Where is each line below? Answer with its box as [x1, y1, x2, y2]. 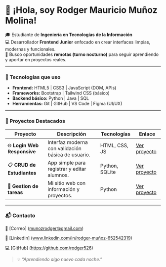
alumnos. [47, 172, 69, 178]
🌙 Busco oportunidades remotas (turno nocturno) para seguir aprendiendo [5, 51, 159, 57]
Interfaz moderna [47, 138, 88, 145]
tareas [7, 189, 23, 196]
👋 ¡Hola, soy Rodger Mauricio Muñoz [5, 4, 158, 16]
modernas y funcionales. [5, 46, 56, 52]
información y [47, 185, 80, 192]
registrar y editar [47, 165, 86, 172]
